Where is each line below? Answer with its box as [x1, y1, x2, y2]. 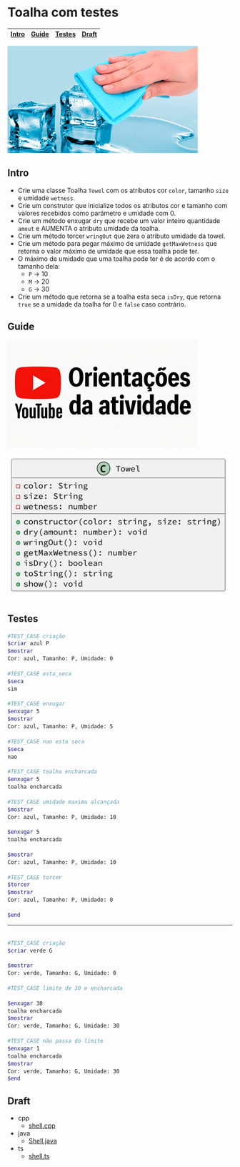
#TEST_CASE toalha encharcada [7, 768, 98, 775]
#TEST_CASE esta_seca [7, 670, 72, 677]
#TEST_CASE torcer [7, 873, 62, 881]
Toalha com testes [7, 4, 119, 21]
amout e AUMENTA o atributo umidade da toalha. [17, 224, 161, 232]
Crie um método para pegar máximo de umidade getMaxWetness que [17, 239, 218, 247]
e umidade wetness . [17, 194, 76, 202]
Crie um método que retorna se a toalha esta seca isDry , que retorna [17, 292, 221, 301]
